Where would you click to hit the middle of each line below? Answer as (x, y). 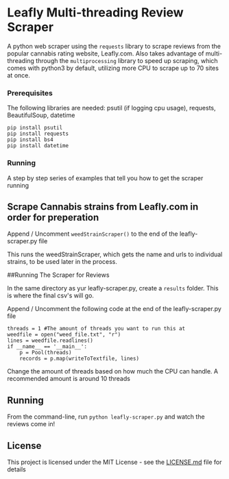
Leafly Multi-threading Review (95, 13)
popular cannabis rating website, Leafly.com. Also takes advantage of (106, 53)
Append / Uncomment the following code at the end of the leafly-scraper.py (114, 309)
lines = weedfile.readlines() (50, 341)
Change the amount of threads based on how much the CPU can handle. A (112, 371)
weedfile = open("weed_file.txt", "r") (64, 335)
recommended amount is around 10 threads (69, 379)
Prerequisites (30, 93)
